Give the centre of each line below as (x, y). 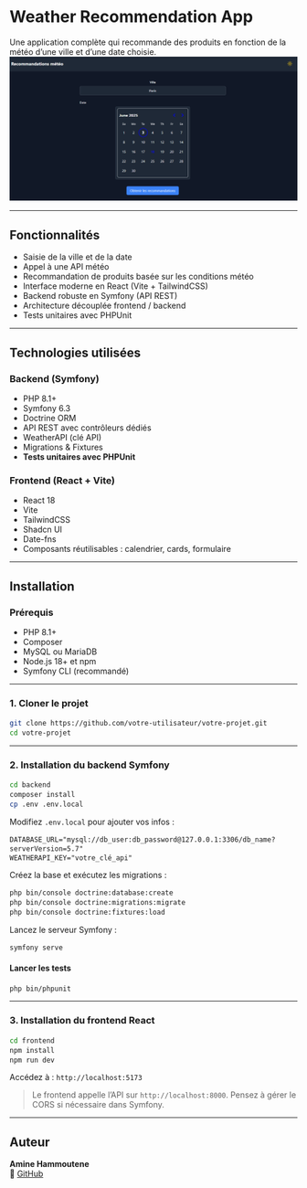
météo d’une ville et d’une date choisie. (83, 51)
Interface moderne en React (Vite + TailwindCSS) (115, 286)
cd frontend (32, 1040)
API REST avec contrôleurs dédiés (87, 428)
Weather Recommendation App (132, 17)
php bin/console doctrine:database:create (91, 893)
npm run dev (32, 1060)
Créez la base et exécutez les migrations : (88, 875)
